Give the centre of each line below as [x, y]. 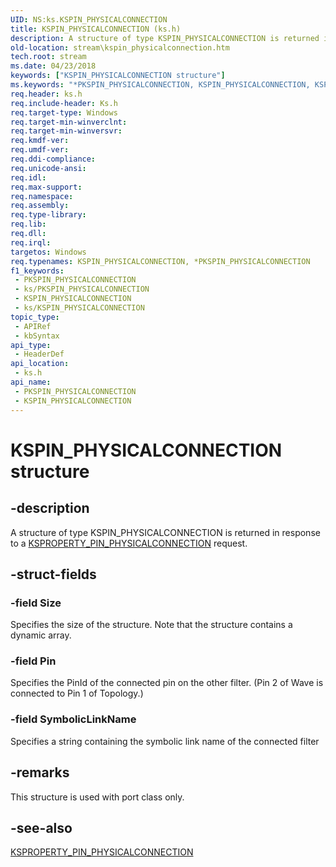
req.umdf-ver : [40, 150]
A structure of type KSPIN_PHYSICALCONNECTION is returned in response [165, 532]
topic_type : [35, 317]
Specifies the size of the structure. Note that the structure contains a [151, 625]
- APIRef [33, 326]
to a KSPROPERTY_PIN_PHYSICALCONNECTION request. [129, 543]
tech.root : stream [48, 57]
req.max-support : [46, 187]
